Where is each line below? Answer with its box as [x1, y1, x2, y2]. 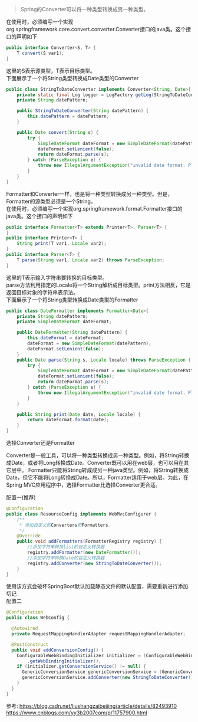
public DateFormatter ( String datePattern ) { [16, 330, 128, 336]
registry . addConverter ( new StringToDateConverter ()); [27, 560, 162, 566]
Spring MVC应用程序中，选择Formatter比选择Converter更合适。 [6, 481, 161, 488]
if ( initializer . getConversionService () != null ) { [16, 664, 146, 670]
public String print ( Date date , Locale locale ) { [16, 411, 141, 418]
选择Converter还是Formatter [6, 439, 75, 446]
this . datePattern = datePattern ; [27, 113, 110, 120]
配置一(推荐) [6, 494, 37, 501]
